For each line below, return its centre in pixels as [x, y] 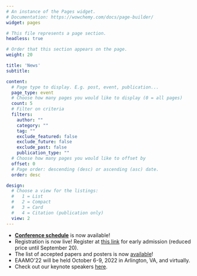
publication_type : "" [43, 153]
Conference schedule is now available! [62, 235]
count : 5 [22, 104]
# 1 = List [27, 196]
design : [16, 185]
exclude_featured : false [47, 136]
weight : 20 [19, 55]
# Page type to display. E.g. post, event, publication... [85, 87]
